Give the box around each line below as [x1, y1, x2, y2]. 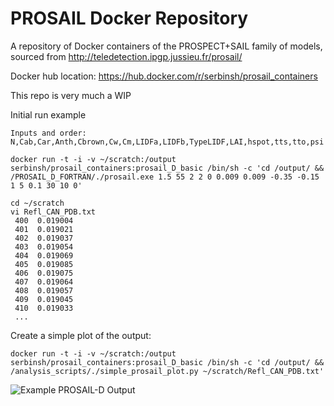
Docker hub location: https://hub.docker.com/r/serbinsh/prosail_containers [10, 70, 318, 82]
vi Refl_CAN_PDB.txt [10, 207, 97, 217]
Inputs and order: [10, 128, 87, 138]
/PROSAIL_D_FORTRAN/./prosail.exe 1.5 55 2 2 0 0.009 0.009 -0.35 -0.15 [10, 172, 320, 182]
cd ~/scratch [10, 198, 65, 208]
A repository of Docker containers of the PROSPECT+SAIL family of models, [10, 40, 323, 52]
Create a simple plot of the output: [10, 329, 152, 341]
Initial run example [10, 108, 87, 121]
